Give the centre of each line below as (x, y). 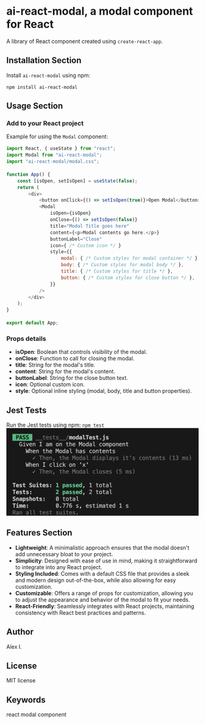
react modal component (37, 715)
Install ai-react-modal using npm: (48, 75)
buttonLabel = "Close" (76, 239)
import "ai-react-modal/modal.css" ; (53, 162)
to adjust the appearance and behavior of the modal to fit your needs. (103, 599)
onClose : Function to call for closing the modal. (75, 359)
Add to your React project (45, 124)
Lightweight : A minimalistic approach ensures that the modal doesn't (102, 547)
